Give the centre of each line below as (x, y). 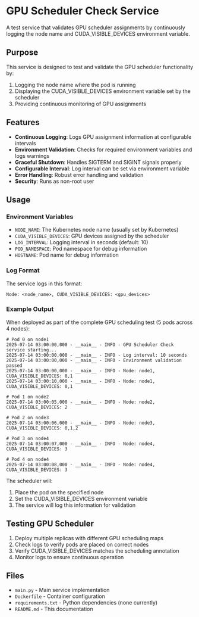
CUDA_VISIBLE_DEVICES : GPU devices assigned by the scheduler (92, 236)
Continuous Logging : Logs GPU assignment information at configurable (103, 137)
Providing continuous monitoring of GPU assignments (80, 104)
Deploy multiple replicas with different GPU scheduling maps (89, 538)
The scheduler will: (29, 481)
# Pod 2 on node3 (28, 417)
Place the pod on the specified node (59, 492)
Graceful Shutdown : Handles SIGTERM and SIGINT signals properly (98, 162)
